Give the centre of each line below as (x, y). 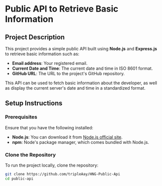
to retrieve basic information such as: (42, 54)
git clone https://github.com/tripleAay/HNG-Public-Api (63, 174)
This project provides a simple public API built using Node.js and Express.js (81, 49)
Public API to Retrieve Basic (62, 9)
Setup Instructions (34, 103)
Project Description (35, 37)
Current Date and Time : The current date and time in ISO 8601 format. (82, 68)
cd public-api (19, 178)
